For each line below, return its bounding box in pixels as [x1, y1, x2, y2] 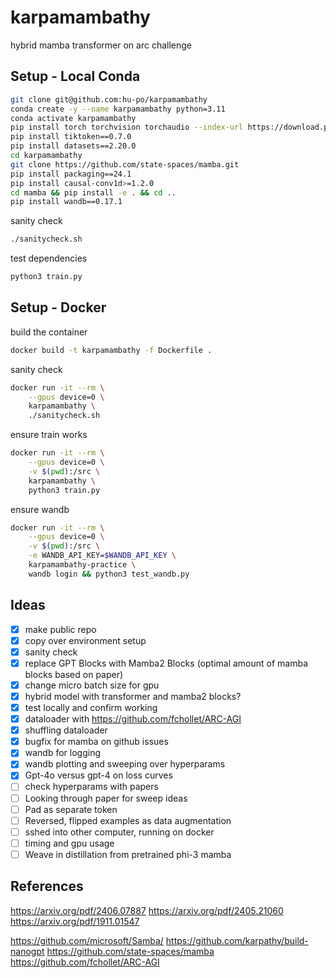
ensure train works [10, 429, 88, 441]
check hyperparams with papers [24, 781, 159, 793]
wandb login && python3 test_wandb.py [28, 569, 190, 579]
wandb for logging [24, 747, 102, 759]
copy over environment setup [24, 634, 147, 646]
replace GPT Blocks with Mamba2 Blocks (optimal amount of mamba [24, 657, 309, 669]
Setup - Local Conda [10, 68, 141, 85]
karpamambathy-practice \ [28, 560, 137, 570]
